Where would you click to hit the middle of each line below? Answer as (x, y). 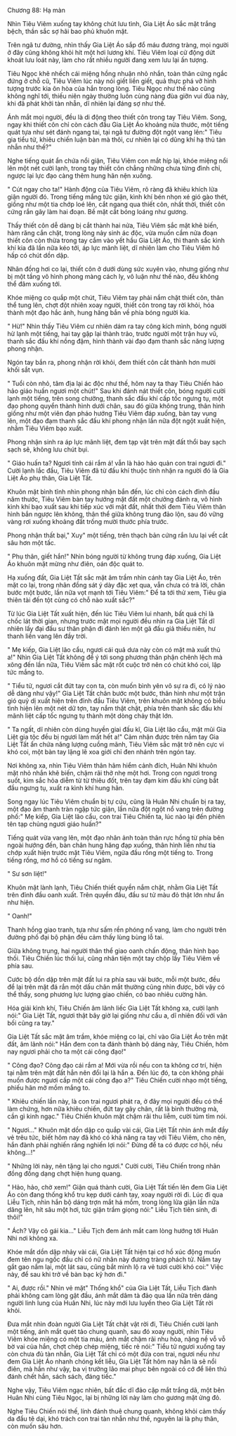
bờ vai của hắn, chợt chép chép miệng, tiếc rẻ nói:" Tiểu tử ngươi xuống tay (116, 1347)
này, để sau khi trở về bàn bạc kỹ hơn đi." (67, 1274)
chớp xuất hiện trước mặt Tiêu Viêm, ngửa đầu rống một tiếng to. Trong (110, 853)
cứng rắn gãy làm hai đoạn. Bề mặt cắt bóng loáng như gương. (98, 212)
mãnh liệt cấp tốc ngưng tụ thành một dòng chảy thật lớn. (90, 716)
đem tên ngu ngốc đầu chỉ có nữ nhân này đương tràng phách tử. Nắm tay (114, 1259)
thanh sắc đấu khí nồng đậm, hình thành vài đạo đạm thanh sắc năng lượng (116, 341)
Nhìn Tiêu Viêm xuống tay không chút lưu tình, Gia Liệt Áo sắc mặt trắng (112, 24)
